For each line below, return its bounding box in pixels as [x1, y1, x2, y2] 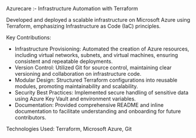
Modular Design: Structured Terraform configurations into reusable [14, 76, 178, 83]
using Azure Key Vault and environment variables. [14, 95, 136, 102]
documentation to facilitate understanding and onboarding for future [14, 108, 181, 115]
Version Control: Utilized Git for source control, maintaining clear [14, 64, 172, 71]
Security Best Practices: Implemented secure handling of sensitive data [14, 89, 189, 96]
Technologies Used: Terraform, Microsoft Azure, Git [6, 126, 132, 132]
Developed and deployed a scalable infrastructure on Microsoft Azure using [6, 16, 191, 23]
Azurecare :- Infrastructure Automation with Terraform [6, 5, 139, 12]
